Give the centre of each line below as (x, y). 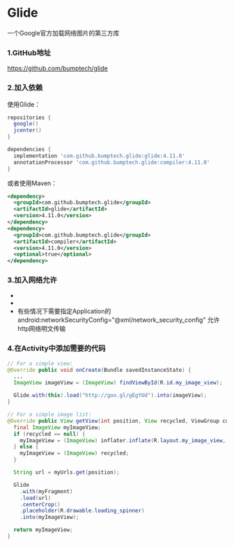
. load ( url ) (36, 498)
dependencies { (29, 150)
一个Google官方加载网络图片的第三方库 (63, 33)
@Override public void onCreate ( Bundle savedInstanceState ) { (99, 370)
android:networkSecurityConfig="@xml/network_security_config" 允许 (118, 320)
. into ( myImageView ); (49, 517)
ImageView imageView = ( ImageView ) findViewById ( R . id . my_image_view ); (118, 383)
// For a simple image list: (49, 414)
